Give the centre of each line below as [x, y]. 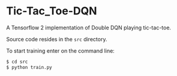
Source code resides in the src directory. [57, 39]
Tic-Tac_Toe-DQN [52, 11]
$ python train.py [29, 67]
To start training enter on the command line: [61, 51]
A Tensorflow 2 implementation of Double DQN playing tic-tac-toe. [89, 28]
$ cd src [17, 62]
